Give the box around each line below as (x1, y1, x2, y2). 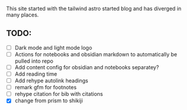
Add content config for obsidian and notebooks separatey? (14, 63, 159, 70)
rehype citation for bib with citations (14, 90, 103, 98)
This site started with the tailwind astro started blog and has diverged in (6, 5, 182, 12)
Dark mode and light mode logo (14, 44, 93, 51)
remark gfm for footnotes (14, 84, 77, 91)
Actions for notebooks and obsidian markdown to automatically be (14, 50, 178, 58)
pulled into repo (14, 57, 53, 64)
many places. (6, 11, 39, 18)
